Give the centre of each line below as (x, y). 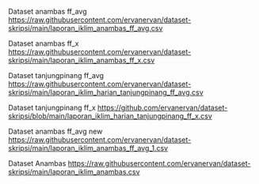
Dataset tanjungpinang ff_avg (56, 75)
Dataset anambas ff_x (44, 43)
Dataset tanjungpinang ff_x (52, 107)
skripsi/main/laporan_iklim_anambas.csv (74, 172)
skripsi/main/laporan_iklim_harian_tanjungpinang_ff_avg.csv (106, 92)
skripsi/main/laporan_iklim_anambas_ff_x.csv (82, 60)
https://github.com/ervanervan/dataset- (163, 107)
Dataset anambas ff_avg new (55, 131)
